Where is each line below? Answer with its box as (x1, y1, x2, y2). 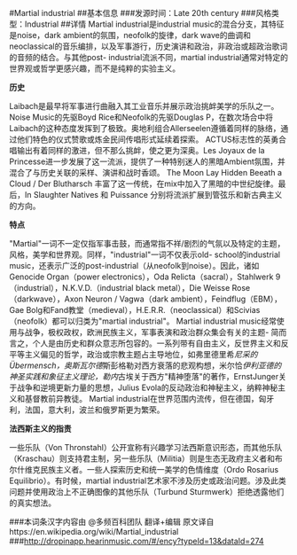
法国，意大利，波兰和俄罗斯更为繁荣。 (24, 404, 165, 415)
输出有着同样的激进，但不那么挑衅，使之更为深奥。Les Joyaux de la (16, 145, 265, 155)
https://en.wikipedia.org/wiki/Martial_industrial (9, 527, 179, 536)
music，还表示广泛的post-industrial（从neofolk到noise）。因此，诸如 (9, 261, 260, 270)
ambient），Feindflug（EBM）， (169, 293, 282, 304)
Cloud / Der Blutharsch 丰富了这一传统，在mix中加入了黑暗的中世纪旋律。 (9, 178, 278, 189)
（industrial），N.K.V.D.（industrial (9, 283, 134, 293)
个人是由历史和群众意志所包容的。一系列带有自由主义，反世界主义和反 (32, 338, 289, 348)
